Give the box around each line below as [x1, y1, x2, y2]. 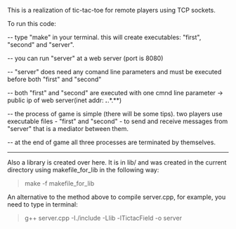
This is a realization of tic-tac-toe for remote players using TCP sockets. [7, 6, 216, 14]
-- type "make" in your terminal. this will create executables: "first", [7, 33, 202, 41]
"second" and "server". [7, 41, 75, 48]
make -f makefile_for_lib [24, 179, 95, 188]
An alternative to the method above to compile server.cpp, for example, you [7, 193, 226, 201]
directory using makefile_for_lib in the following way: [7, 166, 159, 174]
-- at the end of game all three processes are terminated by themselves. [7, 138, 216, 146]
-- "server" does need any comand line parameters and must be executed [7, 68, 222, 76]
